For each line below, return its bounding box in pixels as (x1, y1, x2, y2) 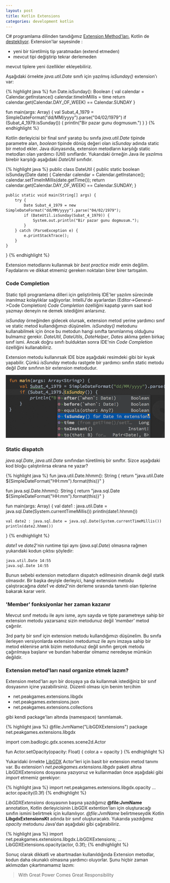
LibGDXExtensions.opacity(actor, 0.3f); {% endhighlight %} (6, 842, 129, 848)
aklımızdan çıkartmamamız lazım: (6, 862, 75, 868)
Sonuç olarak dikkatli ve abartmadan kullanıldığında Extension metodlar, (6, 852, 155, 858)
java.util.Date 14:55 (6, 558, 51, 563)
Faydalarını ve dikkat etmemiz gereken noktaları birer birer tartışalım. (6, 267, 148, 273)
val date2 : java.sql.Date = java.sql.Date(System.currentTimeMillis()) (6, 519, 162, 524)
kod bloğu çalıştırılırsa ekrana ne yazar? (6, 462, 88, 469)
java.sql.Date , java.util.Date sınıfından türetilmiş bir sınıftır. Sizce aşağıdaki (6, 457, 160, 463)
